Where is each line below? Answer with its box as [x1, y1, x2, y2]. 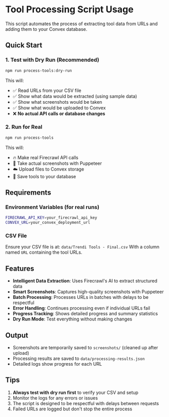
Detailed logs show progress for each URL [12, 361, 102, 367]
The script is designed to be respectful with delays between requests [12, 400, 159, 406]
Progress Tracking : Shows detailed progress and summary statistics [12, 311, 158, 317]
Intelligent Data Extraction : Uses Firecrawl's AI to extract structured [12, 278, 158, 284]
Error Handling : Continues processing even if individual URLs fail [12, 305, 150, 311]
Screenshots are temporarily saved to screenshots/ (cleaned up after [12, 345, 158, 351]
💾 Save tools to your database [12, 173, 76, 179]
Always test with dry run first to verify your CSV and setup [12, 389, 139, 395]
